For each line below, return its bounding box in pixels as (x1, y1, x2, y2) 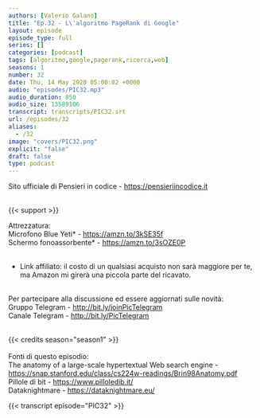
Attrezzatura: (8, 221, 51, 231)
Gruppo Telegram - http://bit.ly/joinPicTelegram (8, 303, 163, 312)
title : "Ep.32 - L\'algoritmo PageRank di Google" (8, 19, 180, 27)
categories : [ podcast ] (8, 49, 83, 57)
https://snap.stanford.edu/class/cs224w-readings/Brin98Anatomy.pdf (8, 369, 238, 378)
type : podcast (8, 160, 56, 168)
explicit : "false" (8, 145, 69, 153)
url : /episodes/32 (8, 115, 69, 123)
